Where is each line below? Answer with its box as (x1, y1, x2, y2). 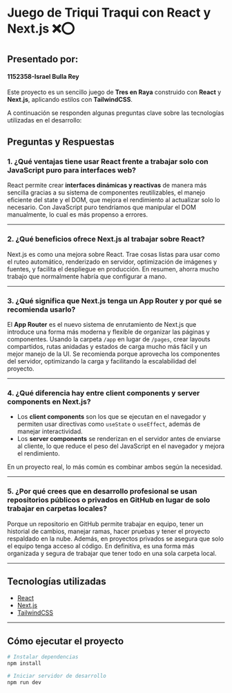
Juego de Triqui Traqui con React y (7, 5, 211, 21)
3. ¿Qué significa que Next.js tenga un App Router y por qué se (7, 296, 222, 305)
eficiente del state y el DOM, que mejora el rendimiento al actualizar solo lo (7, 196, 220, 204)
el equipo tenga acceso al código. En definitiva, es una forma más (7, 541, 195, 550)
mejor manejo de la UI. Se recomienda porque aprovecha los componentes (7, 350, 220, 358)
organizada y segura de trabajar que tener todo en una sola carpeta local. (7, 549, 217, 557)
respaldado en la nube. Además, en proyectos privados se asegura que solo (7, 534, 224, 543)
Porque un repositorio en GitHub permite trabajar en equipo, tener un (7, 519, 204, 528)
